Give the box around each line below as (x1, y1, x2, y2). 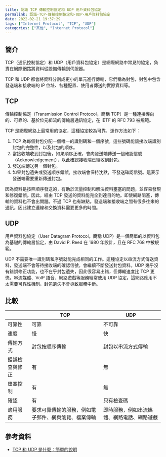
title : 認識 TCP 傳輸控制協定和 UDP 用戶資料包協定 (5, 7, 102, 12)
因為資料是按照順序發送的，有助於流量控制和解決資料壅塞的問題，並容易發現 (5, 186, 161, 192)
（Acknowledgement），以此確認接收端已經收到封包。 (12, 157, 123, 163)
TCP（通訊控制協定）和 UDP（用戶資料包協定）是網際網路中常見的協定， (5, 59, 154, 65)
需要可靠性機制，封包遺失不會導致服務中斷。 (9, 281, 100, 287)
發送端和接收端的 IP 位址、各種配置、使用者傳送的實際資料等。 (5, 82, 133, 88)
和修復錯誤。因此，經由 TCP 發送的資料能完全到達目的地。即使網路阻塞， (5, 192, 155, 198)
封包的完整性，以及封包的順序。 (12, 144, 78, 150)
